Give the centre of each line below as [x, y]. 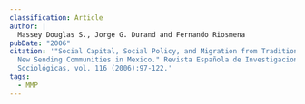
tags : [20, 77]
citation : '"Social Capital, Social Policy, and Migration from [133, 52]
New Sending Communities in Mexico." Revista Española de [130, 60]
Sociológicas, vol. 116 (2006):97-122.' [95, 69]
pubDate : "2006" [40, 43]
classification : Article [56, 18]
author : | [28, 26]
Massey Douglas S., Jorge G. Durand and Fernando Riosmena [132, 34]
